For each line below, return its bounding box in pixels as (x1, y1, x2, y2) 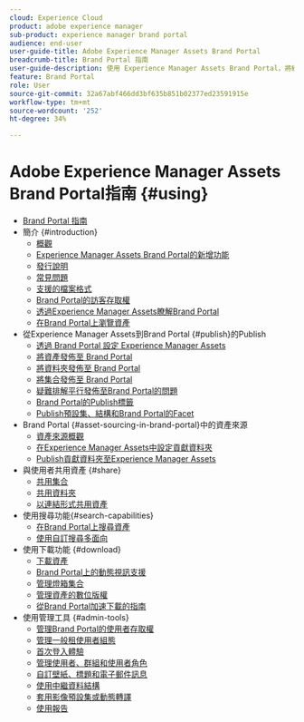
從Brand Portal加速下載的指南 (35, 600, 147, 612)
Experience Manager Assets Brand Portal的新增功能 (35, 249, 230, 260)
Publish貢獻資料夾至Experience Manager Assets (35, 454, 216, 464)
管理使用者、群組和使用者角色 (35, 658, 147, 668)
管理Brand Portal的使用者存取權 (35, 623, 155, 635)
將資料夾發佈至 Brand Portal (35, 363, 141, 374)
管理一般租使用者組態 (35, 635, 116, 646)
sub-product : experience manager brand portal (9, 30, 188, 39)
